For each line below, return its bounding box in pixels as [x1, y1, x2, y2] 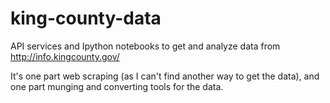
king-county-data [10, 7, 162, 30]
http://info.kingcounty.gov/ [10, 50, 120, 62]
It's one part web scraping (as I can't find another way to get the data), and [10, 70, 320, 82]
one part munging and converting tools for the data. [10, 80, 224, 92]
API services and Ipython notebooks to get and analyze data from [10, 40, 281, 52]
